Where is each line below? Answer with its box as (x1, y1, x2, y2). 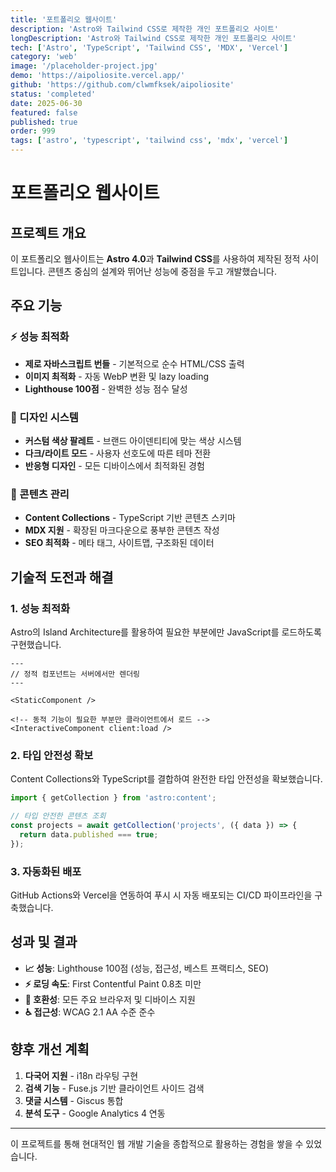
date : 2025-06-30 (10, 98, 83, 108)
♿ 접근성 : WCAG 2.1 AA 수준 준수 (24, 1006, 156, 1018)
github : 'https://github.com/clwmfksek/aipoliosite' (10, 80, 235, 90)
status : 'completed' (10, 89, 97, 99)
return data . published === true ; (19, 829, 159, 840)
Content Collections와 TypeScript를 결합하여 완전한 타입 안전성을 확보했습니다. (10, 773, 323, 785)
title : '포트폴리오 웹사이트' (10, 14, 118, 25)
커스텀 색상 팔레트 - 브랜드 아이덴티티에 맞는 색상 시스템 (24, 434, 242, 446)
